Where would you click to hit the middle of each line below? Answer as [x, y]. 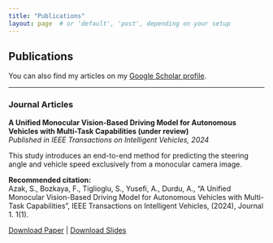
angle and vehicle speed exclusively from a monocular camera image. [125, 164]
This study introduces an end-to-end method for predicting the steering [129, 155]
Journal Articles [41, 105]
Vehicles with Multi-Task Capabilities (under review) [99, 131]
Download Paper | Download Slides [67, 230]
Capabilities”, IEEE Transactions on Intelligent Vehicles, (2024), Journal [145, 206]
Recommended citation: [50, 180]
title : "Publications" [47, 16]
